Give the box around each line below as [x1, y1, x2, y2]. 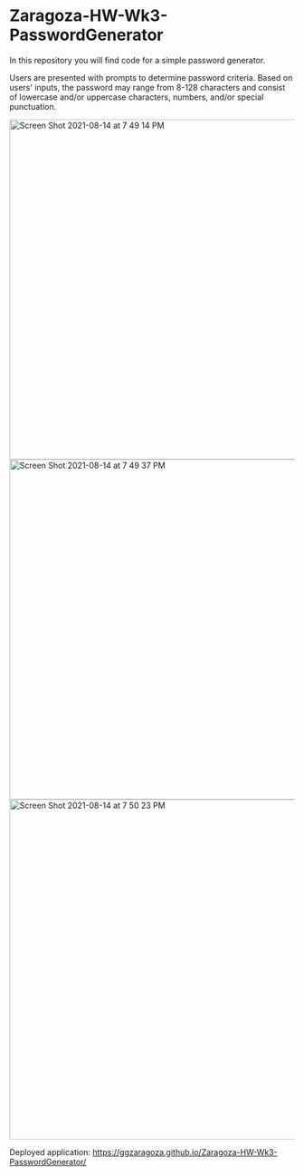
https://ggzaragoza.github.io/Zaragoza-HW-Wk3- [92, 1146, 278, 1157]
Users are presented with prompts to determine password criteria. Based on [9, 72, 293, 83]
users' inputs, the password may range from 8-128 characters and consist [9, 82, 286, 92]
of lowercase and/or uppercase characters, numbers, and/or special [9, 92, 264, 102]
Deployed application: [9, 1146, 91, 1157]
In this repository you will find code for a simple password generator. [9, 54, 266, 65]
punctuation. [9, 101, 57, 112]
